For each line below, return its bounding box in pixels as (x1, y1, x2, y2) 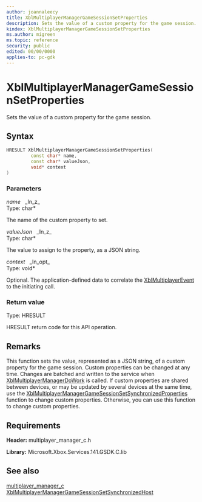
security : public (6, 43, 50, 49)
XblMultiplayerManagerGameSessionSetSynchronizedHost (6, 488, 153, 496)
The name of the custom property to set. (6, 217, 108, 224)
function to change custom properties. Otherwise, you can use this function (6, 396, 196, 403)
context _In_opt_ (6, 258, 50, 265)
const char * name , (30, 153, 78, 159)
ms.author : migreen (6, 32, 56, 38)
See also (6, 466, 39, 476)
